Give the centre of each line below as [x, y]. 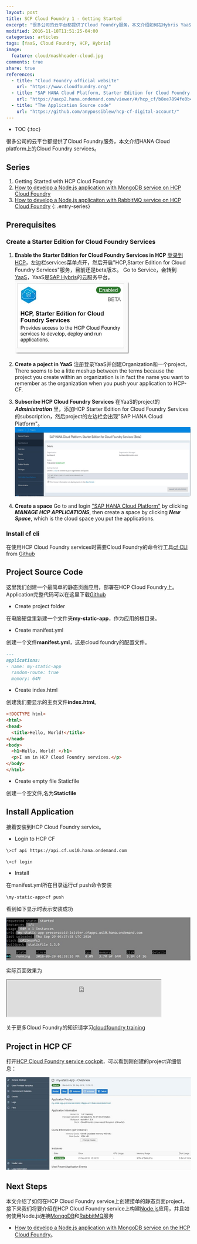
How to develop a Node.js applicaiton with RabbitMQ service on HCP [98, 200]
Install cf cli [23, 534]
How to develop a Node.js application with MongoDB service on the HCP [102, 1228]
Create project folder [40, 606]
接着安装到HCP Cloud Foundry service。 [55, 827]
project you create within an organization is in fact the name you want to [102, 377]
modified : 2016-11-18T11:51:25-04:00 [52, 31]
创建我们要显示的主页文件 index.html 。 [53, 702]
